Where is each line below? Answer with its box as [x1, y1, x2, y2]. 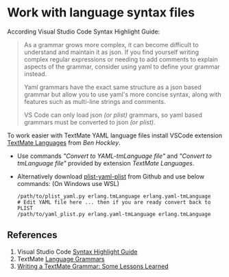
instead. [23, 70, 47, 78]
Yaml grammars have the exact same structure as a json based [23, 83, 202, 91]
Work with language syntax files [7, 5, 195, 21]
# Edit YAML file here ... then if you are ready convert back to [16, 198, 211, 206]
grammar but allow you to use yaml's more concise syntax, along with [23, 90, 221, 98]
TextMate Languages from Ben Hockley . [7, 138, 121, 146]
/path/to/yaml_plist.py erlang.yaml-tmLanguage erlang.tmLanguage [16, 211, 211, 217]
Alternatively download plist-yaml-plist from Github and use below [16, 172, 204, 181]
